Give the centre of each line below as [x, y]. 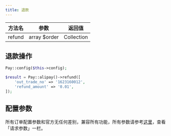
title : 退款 [17, 10]
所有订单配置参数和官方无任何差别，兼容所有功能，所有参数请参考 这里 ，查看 [85, 122]
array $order [44, 37]
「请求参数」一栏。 [25, 128]
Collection [76, 37]
